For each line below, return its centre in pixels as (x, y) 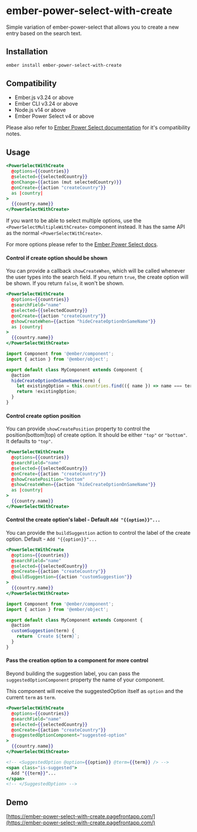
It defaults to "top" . (29, 442)
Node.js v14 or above (40, 110)
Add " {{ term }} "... (34, 773)
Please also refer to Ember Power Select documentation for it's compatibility (98, 128)
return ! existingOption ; (47, 392)
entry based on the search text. (44, 33)
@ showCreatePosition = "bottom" (48, 479)
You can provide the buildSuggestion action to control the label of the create (98, 532)
